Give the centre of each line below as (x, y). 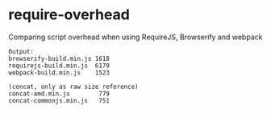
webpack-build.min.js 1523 (59, 73)
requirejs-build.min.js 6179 (59, 66)
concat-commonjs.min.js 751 (59, 101)
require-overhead (69, 15)
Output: (21, 51)
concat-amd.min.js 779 (59, 94)
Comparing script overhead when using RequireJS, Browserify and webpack (135, 37)
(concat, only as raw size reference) (73, 87)
